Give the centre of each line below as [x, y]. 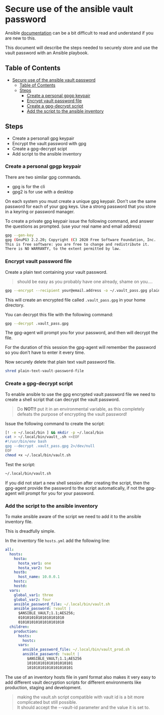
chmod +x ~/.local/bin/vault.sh [38, 455]
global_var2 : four [32, 600]
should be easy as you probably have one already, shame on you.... [85, 282]
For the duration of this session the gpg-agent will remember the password [81, 347]
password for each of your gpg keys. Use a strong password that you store [81, 206]
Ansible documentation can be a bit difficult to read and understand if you [79, 33]
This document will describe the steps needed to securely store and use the [82, 47]
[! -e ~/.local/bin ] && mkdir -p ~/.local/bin [54, 433]
